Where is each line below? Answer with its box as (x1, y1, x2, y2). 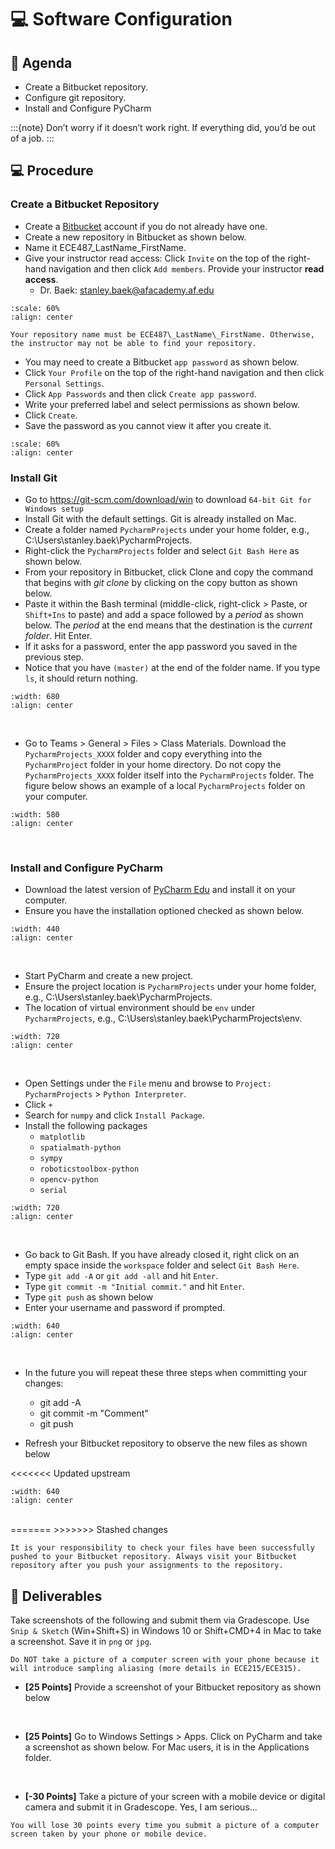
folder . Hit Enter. (24, 629, 93, 641)
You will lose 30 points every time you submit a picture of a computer (10, 1821, 320, 1831)
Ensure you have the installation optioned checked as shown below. (24, 905, 305, 917)
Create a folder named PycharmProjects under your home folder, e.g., (24, 523, 310, 535)
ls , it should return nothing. (24, 672, 138, 684)
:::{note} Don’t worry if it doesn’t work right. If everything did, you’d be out (10, 122, 316, 133)
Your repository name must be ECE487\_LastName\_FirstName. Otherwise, (10, 329, 315, 340)
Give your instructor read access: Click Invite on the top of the (24, 252, 286, 264)
